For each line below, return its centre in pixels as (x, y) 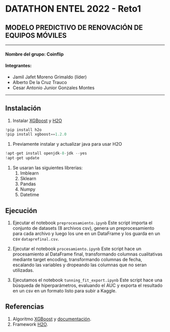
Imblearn (29, 173)
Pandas (28, 184)
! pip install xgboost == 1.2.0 (36, 135)
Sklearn (28, 179)
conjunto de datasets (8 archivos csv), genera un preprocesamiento (83, 228)
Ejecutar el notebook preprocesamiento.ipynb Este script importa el (82, 223)
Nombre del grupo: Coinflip (35, 54)
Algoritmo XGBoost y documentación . (52, 319)
